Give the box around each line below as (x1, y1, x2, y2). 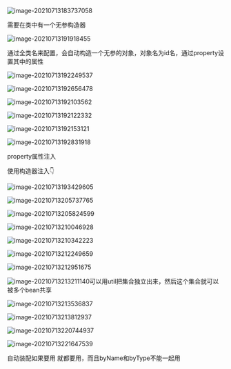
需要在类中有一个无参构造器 (7, 21, 86, 29)
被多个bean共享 (7, 286, 52, 294)
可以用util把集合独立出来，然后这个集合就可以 (89, 277, 219, 286)
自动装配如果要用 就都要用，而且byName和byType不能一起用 (7, 354, 181, 362)
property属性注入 (7, 152, 57, 160)
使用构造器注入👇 (7, 167, 55, 175)
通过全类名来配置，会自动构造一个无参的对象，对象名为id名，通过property (7, 49, 219, 57)
